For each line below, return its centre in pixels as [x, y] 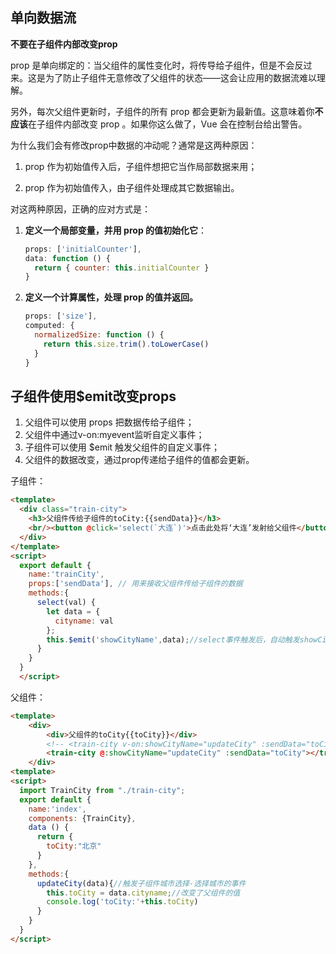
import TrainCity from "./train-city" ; [102, 790]
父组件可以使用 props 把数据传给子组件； [109, 422]
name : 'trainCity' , [66, 574]
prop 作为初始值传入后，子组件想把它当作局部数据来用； [141, 166]
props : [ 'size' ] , [61, 316]
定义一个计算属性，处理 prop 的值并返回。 [111, 297]
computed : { [49, 326]
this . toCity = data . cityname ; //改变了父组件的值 [143, 893]
